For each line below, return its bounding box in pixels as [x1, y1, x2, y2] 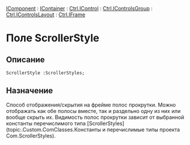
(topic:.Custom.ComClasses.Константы [6, 126, 101, 133]
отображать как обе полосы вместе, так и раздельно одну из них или [6, 107, 181, 114]
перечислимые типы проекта [106, 126, 180, 133]
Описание [6, 55, 45, 65]
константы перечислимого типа [6, 119, 86, 127]
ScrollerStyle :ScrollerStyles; [6, 70, 85, 76]
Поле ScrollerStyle [6, 31, 99, 45]
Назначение [6, 86, 53, 96]
